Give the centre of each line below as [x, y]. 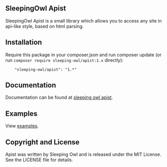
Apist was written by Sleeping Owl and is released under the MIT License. [83, 154]
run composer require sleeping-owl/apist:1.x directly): [64, 60]
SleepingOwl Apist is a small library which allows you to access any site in [83, 20]
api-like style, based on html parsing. [44, 26]
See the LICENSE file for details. [39, 160]
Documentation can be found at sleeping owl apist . [59, 97]
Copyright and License [42, 142]
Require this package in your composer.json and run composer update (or [83, 55]
